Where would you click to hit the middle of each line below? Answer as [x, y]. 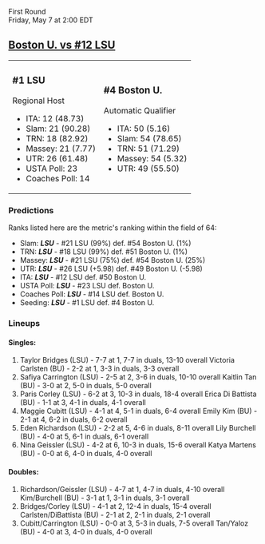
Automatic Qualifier [140, 110]
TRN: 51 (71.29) [148, 149]
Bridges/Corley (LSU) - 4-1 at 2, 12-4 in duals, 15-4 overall [115, 506]
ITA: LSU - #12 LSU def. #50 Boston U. [83, 277]
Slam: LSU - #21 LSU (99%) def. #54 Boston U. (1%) [105, 244]
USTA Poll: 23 [52, 169]
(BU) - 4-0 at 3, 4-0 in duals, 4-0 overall [86, 532]
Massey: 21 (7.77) [61, 149]
